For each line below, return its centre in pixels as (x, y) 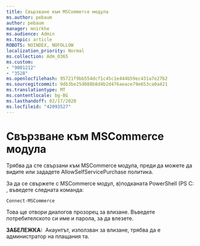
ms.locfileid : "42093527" (38, 106)
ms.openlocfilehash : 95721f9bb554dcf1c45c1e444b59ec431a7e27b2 (87, 79)
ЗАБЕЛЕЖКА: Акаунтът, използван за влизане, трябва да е (83, 230)
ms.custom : (20, 62)
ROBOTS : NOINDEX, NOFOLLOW (40, 46)
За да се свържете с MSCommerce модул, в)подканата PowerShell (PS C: (100, 184)
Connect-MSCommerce (31, 201)
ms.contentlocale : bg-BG (37, 95)
